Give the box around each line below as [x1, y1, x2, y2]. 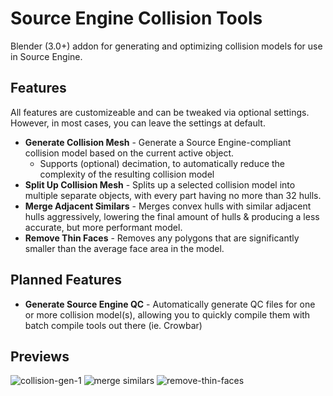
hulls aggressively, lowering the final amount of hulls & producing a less [24, 210, 320, 222]
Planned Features [10, 272, 123, 289]
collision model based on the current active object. [24, 147, 235, 159]
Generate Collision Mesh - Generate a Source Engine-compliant [24, 136, 292, 148]
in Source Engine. [10, 50, 83, 62]
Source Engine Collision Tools [10, 7, 263, 30]
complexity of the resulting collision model [39, 168, 215, 180]
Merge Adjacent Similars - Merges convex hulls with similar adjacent [24, 200, 312, 212]
